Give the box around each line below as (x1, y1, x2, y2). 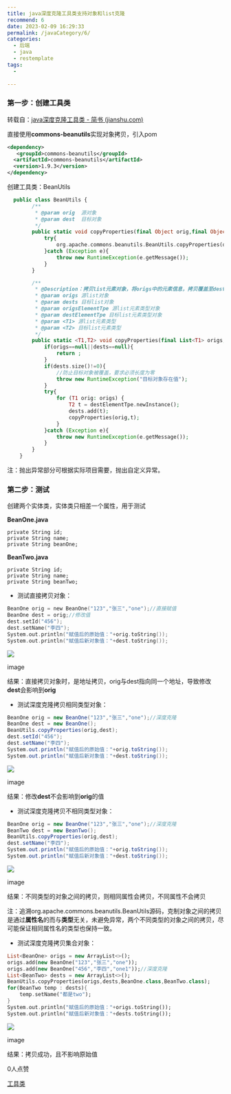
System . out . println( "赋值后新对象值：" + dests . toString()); (7, 1010, 172, 1017)
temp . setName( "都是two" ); (19, 991, 91, 998)
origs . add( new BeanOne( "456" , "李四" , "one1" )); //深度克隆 (7, 965, 168, 973)
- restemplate (13, 55, 54, 62)
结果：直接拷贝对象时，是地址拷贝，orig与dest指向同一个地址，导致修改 (7, 677, 212, 685)
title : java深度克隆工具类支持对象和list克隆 (7, 10, 125, 17)
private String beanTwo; (7, 579, 78, 586)
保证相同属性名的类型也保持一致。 (19, 924, 115, 932)
